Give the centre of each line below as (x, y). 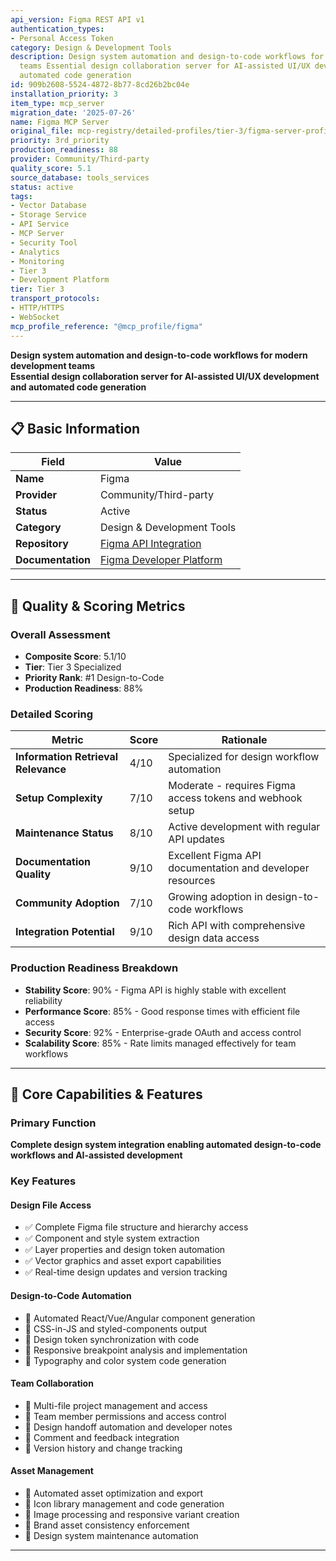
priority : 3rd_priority (60, 141)
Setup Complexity (59, 798)
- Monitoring (37, 261)
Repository (42, 544)
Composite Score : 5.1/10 (75, 656)
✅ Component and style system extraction (112, 1238)
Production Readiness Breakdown (94, 968)
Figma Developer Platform (161, 560)
